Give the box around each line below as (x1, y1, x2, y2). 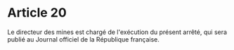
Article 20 (7, 5, 67, 21)
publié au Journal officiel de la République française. (7, 35, 160, 43)
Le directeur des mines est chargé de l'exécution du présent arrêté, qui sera (7, 28, 227, 36)
